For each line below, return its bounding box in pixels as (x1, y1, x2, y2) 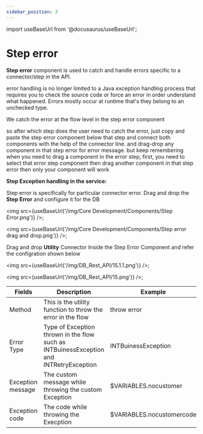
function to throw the (43, 305, 103, 314)
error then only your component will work (6, 165, 110, 173)
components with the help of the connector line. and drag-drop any (6, 140, 174, 147)
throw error (109, 305, 143, 314)
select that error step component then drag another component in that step (6, 159, 193, 167)
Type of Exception (43, 322, 95, 331)
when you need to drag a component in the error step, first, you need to (6, 153, 185, 160)
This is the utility (43, 298, 90, 306)
